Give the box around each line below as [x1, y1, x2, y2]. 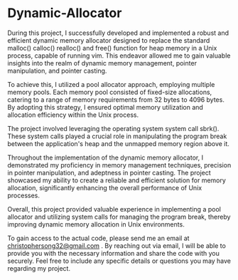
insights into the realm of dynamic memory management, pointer [7, 58, 198, 67]
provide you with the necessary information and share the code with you [7, 249, 220, 257]
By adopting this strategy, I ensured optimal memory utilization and [7, 103, 204, 111]
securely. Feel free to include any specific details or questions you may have [7, 256, 232, 265]
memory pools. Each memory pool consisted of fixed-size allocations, [7, 88, 212, 96]
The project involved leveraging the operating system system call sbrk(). [7, 124, 220, 133]
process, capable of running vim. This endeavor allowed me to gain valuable [7, 51, 231, 60]
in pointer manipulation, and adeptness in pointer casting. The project [7, 168, 211, 177]
